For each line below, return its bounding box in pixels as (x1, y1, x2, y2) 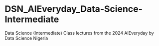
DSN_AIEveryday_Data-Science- (4, 3, 143, 15)
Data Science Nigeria (4, 35, 48, 41)
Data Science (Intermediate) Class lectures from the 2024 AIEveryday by (4, 30, 154, 36)
